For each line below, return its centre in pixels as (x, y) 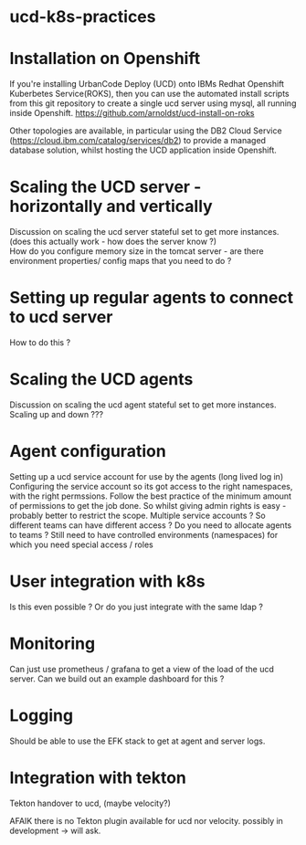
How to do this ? (40, 343)
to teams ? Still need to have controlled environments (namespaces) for (144, 534)
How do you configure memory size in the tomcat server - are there (137, 251)
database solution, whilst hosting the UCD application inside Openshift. (143, 150)
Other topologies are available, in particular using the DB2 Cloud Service (146, 131)
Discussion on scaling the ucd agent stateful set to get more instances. (143, 405)
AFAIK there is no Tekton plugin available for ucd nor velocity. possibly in (146, 820)
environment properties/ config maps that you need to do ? (121, 261)
